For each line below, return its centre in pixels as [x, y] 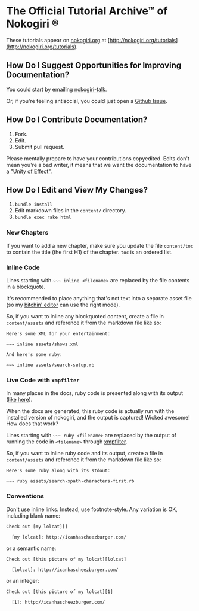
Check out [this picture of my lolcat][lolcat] [66, 559]
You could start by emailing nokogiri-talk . [57, 89]
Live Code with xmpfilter [43, 380]
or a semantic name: [31, 548]
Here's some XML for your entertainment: [58, 333]
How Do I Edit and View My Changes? [77, 190]
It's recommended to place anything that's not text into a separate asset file [99, 298]
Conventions [25, 496]
